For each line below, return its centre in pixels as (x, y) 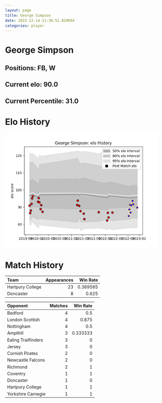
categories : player (25, 26)
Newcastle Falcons (26, 360)
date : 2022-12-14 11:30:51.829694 (40, 20)
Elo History (28, 122)
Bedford (15, 313)
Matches (59, 306)
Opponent (17, 306)
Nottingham (19, 326)
